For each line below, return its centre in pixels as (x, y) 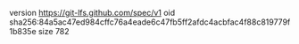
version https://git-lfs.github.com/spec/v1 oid (92, 13)
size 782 (54, 31)
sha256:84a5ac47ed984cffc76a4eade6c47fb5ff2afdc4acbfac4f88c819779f (150, 22)
